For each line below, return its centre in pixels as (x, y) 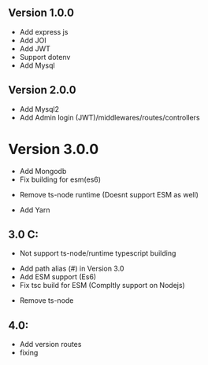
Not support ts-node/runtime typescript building (98, 253)
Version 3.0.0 (54, 149)
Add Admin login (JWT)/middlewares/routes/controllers (110, 117)
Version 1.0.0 (41, 13)
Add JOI (33, 40)
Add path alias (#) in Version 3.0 (72, 269)
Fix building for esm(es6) (60, 179)
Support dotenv (45, 57)
